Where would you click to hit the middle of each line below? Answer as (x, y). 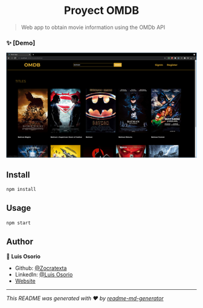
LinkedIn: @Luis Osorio (44, 274)
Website (25, 281)
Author (20, 242)
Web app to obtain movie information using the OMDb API (93, 27)
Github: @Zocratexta (41, 268)
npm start (19, 223)
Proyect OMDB (101, 11)
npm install (21, 190)
